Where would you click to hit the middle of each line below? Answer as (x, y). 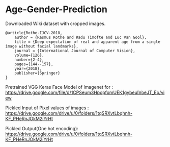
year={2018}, (28, 68)
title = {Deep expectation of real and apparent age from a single (87, 42)
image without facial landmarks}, (42, 46)
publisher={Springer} (37, 73)
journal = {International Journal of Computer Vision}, (75, 51)
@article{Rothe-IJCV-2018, (34, 33)
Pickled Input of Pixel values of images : (47, 108)
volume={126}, (29, 55)
